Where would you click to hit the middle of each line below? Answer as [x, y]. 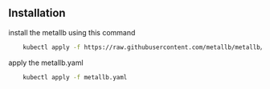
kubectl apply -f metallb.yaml [75, 77]
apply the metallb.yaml [46, 63]
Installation [37, 13]
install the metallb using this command [72, 32]
